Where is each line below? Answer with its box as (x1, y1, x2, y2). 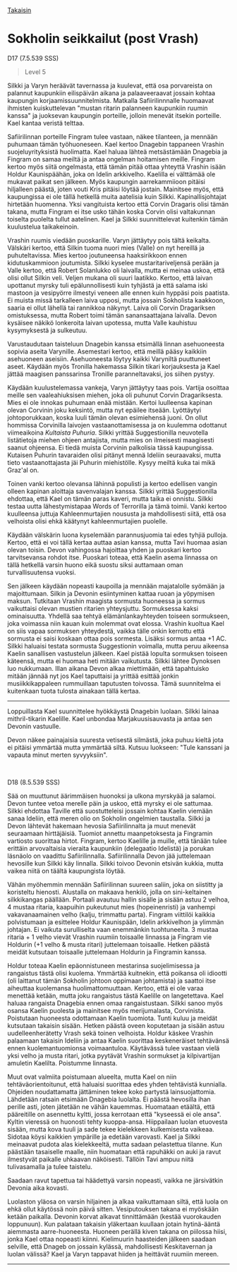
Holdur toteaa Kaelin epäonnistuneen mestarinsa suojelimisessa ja (7, 961, 200, 969)
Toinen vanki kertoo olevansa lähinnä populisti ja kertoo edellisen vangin (7, 479, 217, 487)
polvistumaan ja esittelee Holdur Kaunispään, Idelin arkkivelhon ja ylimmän (7, 917, 224, 926)
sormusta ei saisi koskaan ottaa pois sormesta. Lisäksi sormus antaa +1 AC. (7, 634, 227, 643)
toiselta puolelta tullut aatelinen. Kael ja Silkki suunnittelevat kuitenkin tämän (7, 214, 229, 223)
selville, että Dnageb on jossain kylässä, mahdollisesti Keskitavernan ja (7, 1242, 213, 1251)
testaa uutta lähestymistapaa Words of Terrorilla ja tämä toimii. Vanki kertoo (7, 502, 227, 510)
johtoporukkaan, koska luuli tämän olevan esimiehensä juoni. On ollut (7, 413, 208, 422)
